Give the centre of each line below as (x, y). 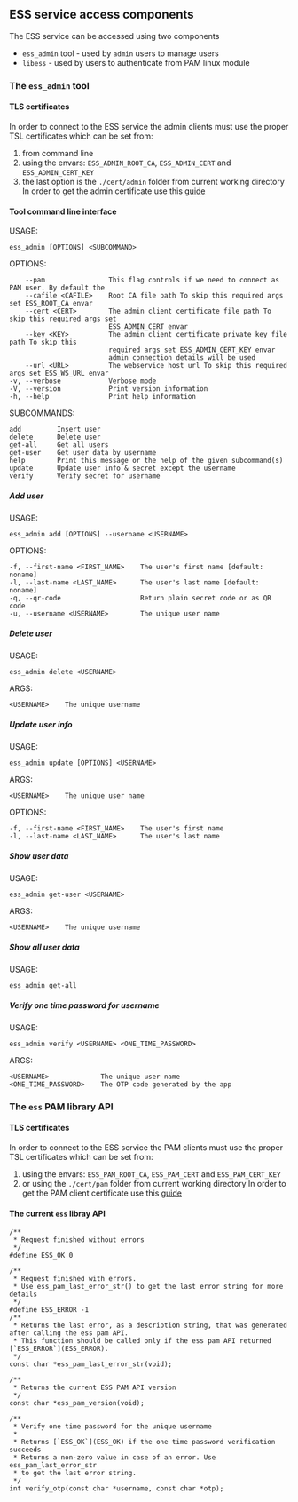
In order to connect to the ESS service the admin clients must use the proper (149, 126)
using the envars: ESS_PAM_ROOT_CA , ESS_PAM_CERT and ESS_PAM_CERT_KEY (151, 1174)
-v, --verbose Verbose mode (83, 381)
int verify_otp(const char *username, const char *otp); (117, 1489)
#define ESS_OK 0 (41, 1256)
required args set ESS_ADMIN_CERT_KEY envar (192, 350)
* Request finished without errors (78, 1240)
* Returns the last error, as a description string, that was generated (150, 1326)
